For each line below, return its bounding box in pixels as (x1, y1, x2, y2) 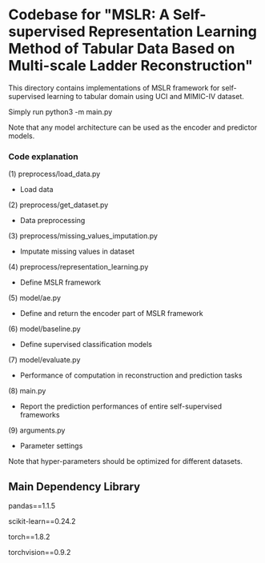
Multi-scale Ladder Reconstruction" (8, 57, 254, 75)
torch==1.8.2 (8, 532, 50, 541)
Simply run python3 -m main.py (8, 106, 113, 117)
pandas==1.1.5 (8, 501, 56, 511)
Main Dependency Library (8, 480, 141, 493)
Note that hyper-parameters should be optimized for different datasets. (8, 457, 243, 466)
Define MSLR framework (19, 278, 102, 287)
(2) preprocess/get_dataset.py (8, 200, 109, 210)
